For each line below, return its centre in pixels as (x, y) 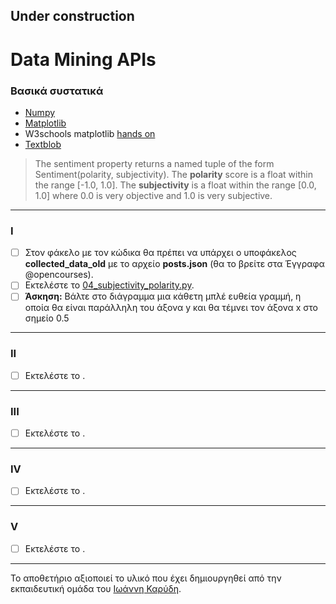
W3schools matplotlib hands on (90, 133)
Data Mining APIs (83, 59)
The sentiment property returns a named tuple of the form (154, 163)
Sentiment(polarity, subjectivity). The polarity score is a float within (173, 174)
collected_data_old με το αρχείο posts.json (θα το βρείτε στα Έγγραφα (174, 264)
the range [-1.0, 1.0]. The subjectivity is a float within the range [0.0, (175, 185)
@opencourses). (59, 275)
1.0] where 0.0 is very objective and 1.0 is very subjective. (153, 195)
